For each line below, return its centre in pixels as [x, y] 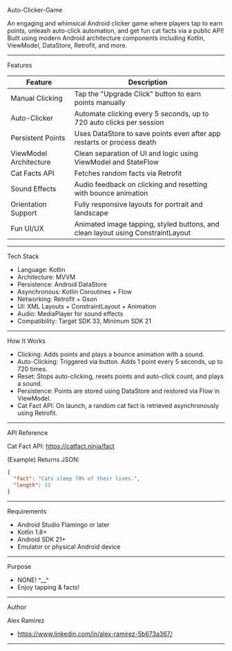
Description [148, 82]
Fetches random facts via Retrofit [128, 173]
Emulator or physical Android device [69, 546]
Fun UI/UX [27, 229]
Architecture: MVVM [46, 277]
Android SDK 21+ [41, 539]
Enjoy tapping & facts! [48, 587]
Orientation [29, 204]
